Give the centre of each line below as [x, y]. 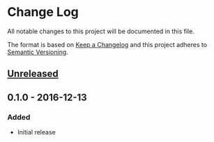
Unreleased [33, 74]
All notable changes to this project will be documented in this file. [101, 31]
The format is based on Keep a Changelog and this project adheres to [107, 44]
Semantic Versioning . [38, 52]
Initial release [36, 132]
